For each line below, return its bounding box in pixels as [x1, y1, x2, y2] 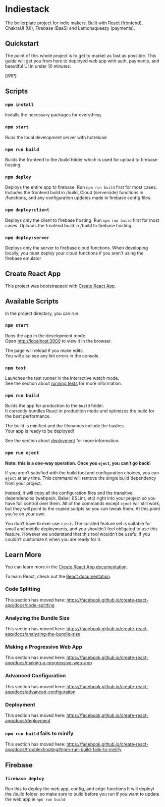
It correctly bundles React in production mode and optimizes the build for [5, 408, 155, 414]
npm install [5, 102, 34, 107]
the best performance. [5, 413, 51, 419]
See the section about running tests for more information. [5, 380, 122, 387]
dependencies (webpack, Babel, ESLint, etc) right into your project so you [5, 495, 156, 501]
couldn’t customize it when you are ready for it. [5, 536, 102, 542]
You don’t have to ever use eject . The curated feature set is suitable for [5, 520, 151, 526]
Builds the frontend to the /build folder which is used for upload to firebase [5, 157, 158, 163]
